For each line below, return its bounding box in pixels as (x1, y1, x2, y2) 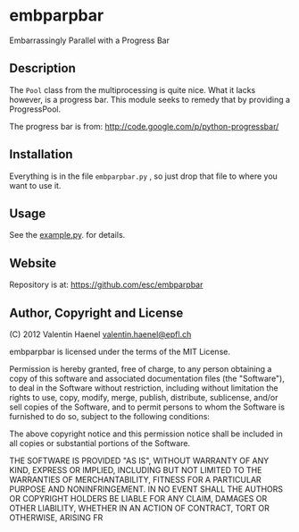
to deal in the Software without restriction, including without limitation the (9, 383, 278, 393)
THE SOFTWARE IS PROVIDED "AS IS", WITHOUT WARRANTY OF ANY (9, 455, 270, 466)
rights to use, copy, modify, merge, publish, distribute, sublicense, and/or (9, 393, 278, 402)
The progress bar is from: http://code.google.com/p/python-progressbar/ (9, 121, 279, 131)
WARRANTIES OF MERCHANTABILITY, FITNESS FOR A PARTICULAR (9, 475, 262, 485)
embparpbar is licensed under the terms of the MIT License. (9, 346, 230, 357)
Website (9, 256, 56, 271)
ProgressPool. (9, 104, 62, 114)
